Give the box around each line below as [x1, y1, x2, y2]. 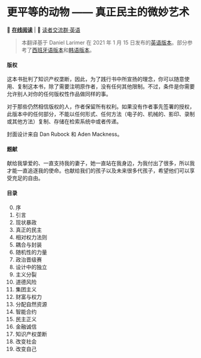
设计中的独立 [15, 263, 47, 270]
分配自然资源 [15, 300, 47, 307]
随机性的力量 [15, 248, 47, 256]
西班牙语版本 [32, 46, 64, 54]
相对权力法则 [15, 234, 47, 241]
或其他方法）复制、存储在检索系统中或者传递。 [7, 118, 122, 125]
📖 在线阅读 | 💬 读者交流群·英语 [7, 26, 81, 33]
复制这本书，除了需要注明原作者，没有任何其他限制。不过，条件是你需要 [17, 83, 195, 90]
